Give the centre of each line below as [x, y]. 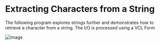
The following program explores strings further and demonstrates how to [80, 22]
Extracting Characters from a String [80, 9]
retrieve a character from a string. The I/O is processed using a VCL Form [80, 27]
